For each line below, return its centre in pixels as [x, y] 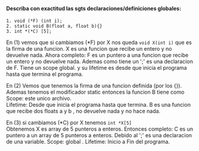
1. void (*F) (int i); [34, 21]
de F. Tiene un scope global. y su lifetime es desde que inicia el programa [97, 68]
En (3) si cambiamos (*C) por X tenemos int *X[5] [69, 123]
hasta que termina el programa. [45, 74]
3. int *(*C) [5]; [29, 32]
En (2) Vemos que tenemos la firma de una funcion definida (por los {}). [94, 86]
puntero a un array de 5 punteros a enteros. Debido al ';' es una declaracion [99, 135]
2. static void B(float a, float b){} [54, 26]
